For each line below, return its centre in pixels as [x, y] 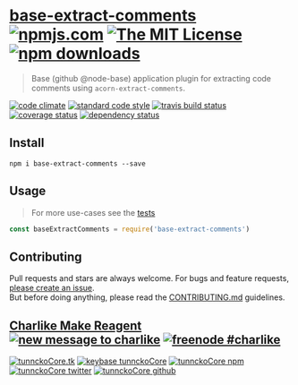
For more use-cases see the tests [93, 212]
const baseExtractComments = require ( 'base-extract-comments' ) [130, 229]
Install [27, 143]
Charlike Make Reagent [76, 325]
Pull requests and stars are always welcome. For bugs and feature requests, [149, 278]
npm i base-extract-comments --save [77, 163]
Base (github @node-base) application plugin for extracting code [151, 78]
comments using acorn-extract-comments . [108, 88]
